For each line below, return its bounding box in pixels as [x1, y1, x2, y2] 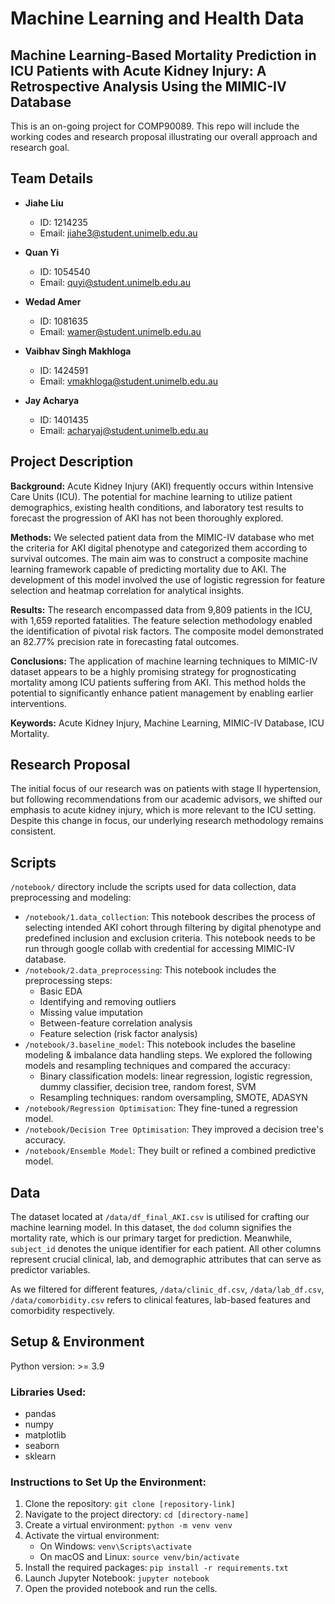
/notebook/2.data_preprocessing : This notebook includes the [24, 964, 277, 976]
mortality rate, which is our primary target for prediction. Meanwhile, [10, 1232, 292, 1244]
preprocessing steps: [24, 975, 113, 987]
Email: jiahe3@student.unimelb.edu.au [39, 227, 198, 239]
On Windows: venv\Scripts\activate [39, 1540, 192, 1552]
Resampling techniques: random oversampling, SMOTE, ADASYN [39, 1092, 308, 1104]
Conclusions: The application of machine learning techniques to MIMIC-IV [10, 655, 318, 667]
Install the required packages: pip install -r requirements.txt [24, 1562, 289, 1574]
